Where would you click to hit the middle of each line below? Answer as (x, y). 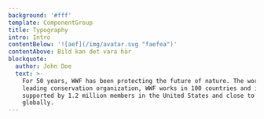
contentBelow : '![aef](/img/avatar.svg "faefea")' (93, 45)
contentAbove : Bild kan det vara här (70, 52)
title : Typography (38, 30)
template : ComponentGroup (50, 23)
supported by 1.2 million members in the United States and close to (139, 96)
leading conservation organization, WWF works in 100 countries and (137, 88)
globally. (38, 103)
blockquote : (27, 59)
